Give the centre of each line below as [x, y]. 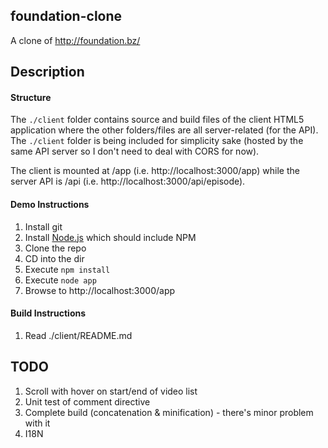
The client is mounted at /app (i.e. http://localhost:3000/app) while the [155, 171]
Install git [43, 226]
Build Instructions [48, 313]
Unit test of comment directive [87, 401]
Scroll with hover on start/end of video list [111, 391]
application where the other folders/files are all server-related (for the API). [164, 130]
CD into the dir [54, 258]
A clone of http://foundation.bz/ [75, 40]
